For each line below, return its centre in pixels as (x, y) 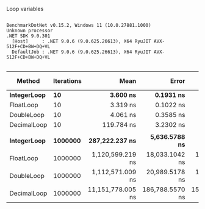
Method (28, 81)
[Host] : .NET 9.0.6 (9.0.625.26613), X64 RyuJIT (81, 41)
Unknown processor (30, 30)
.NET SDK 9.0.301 (28, 36)
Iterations (67, 81)
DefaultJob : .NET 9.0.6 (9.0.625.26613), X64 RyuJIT (81, 52)
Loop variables (25, 9)
